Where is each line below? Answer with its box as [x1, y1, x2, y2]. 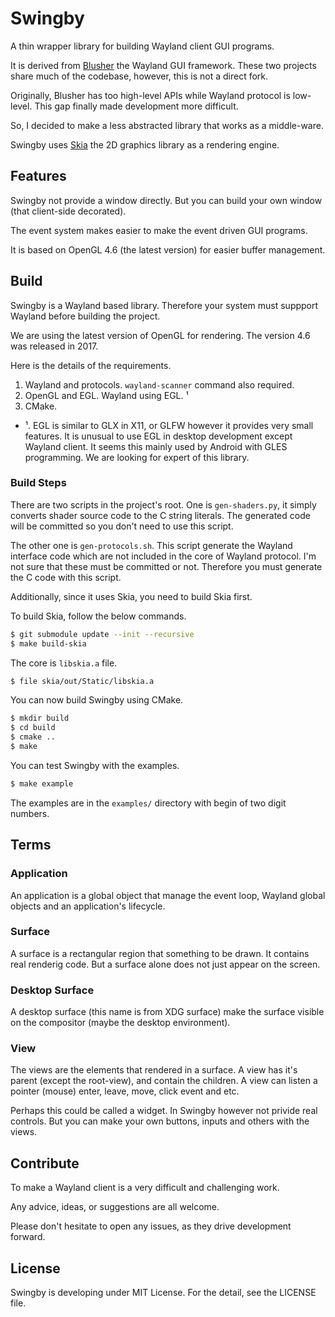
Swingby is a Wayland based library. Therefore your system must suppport [10, 299, 319, 311]
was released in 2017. [10, 340, 99, 352]
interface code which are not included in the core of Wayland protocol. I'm [10, 550, 317, 562]
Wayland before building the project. [10, 310, 161, 322]
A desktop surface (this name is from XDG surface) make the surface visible [10, 1006, 325, 1018]
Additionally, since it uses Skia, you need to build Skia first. [10, 590, 253, 602]
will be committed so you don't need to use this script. [10, 520, 234, 532]
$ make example [10, 778, 74, 789]
